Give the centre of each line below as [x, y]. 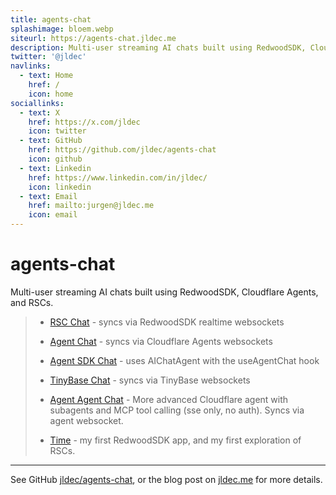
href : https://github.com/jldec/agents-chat [122, 150]
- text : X [39, 112]
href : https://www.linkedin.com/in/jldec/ [118, 177]
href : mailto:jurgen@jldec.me [91, 206]
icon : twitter [57, 131]
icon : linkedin [60, 187]
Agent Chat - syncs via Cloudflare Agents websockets [161, 341]
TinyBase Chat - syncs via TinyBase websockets [150, 380]
